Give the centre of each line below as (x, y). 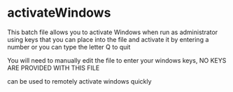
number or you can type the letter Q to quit (69, 47)
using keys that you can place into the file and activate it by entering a (108, 39)
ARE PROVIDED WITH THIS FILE (54, 68)
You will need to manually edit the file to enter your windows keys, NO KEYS (117, 60)
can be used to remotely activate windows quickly (79, 81)
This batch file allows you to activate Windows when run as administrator (113, 32)
